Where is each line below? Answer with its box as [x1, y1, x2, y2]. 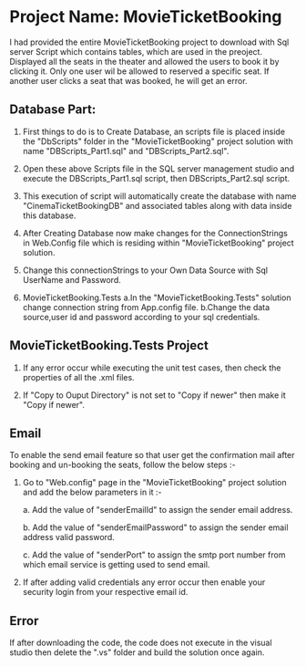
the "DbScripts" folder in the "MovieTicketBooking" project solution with [22, 135, 293, 147]
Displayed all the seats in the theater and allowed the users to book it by [9, 56, 280, 67]
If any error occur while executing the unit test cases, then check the [22, 362, 281, 373]
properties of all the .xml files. [22, 371, 135, 382]
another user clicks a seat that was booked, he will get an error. [9, 75, 248, 86]
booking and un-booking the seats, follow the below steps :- [9, 459, 236, 471]
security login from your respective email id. [22, 587, 189, 598]
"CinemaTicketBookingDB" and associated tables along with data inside [22, 200, 292, 211]
